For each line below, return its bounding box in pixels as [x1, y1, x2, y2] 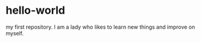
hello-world [5, 4, 66, 17]
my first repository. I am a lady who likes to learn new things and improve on [5, 23, 196, 30]
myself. [5, 29, 24, 36]
